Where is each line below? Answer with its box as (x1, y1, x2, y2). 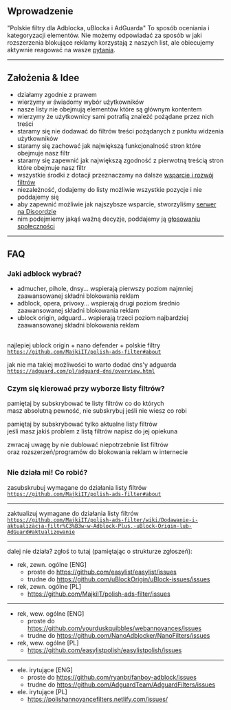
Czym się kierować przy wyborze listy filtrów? (7, 383, 165, 393)
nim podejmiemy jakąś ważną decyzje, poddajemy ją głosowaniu (16, 215, 201, 223)
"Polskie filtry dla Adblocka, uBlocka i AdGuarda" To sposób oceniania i (7, 23, 210, 32)
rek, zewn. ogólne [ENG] (16, 560, 87, 568)
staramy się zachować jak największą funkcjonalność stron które (16, 141, 201, 150)
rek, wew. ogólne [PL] (16, 638, 79, 647)
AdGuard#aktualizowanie (7, 528, 76, 535)
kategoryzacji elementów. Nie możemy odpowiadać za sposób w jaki (7, 31, 202, 39)
